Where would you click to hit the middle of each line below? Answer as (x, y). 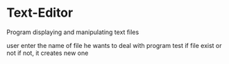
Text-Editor (40, 13)
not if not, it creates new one (48, 53)
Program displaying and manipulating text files (73, 32)
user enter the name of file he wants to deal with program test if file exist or (114, 45)
